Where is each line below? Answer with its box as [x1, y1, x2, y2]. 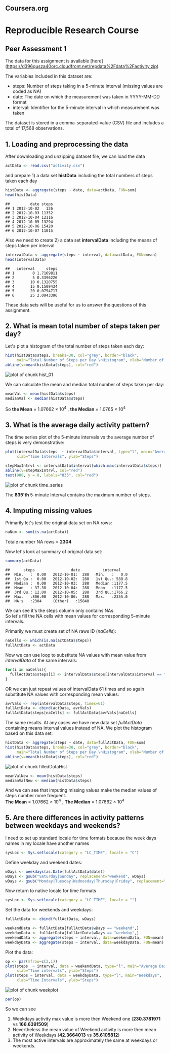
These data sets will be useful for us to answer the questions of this [5, 301, 147, 308]
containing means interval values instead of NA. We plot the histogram [5, 725, 152, 731]
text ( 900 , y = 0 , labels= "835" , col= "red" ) [5, 472, 99, 478]
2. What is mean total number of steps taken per [5, 322, 160, 330]
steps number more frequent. [5, 793, 67, 799]
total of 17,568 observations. [5, 125, 64, 131]
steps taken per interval [5, 242, 55, 248]
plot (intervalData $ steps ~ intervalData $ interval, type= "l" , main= [5, 449, 153, 455]
